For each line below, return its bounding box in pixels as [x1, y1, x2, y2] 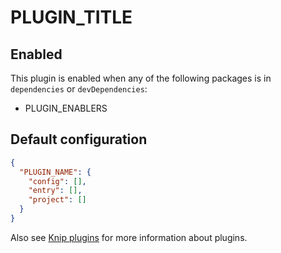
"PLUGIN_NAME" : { [19, 167, 92, 177]
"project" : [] [28, 195, 87, 205]
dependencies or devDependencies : [10, 83, 148, 95]
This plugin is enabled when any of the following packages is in [10, 72, 272, 84]
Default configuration [10, 131, 148, 148]
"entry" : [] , [28, 186, 83, 196]
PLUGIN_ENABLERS [24, 102, 108, 114]
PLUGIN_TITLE [10, 6, 133, 29]
